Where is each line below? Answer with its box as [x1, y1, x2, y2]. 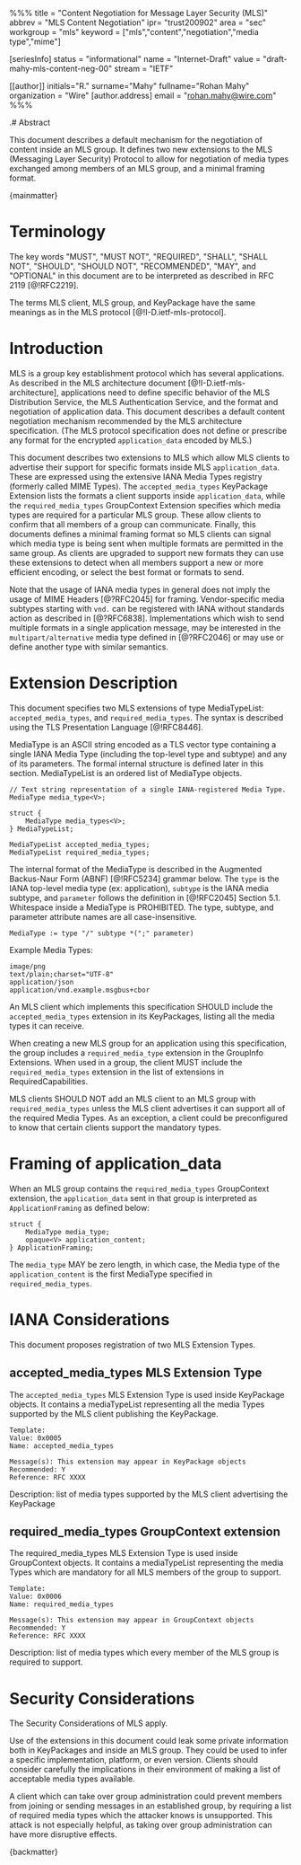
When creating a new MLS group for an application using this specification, [9, 1038, 288, 1048]
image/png [9, 961, 47, 971]
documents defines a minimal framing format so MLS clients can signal [9, 528, 271, 539]
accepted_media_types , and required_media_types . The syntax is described [9, 712, 284, 722]
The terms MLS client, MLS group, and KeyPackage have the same [9, 296, 256, 308]
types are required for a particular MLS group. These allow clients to [9, 509, 262, 520]
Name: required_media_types [9, 1600, 115, 1609]
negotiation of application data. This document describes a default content [9, 406, 285, 417]
